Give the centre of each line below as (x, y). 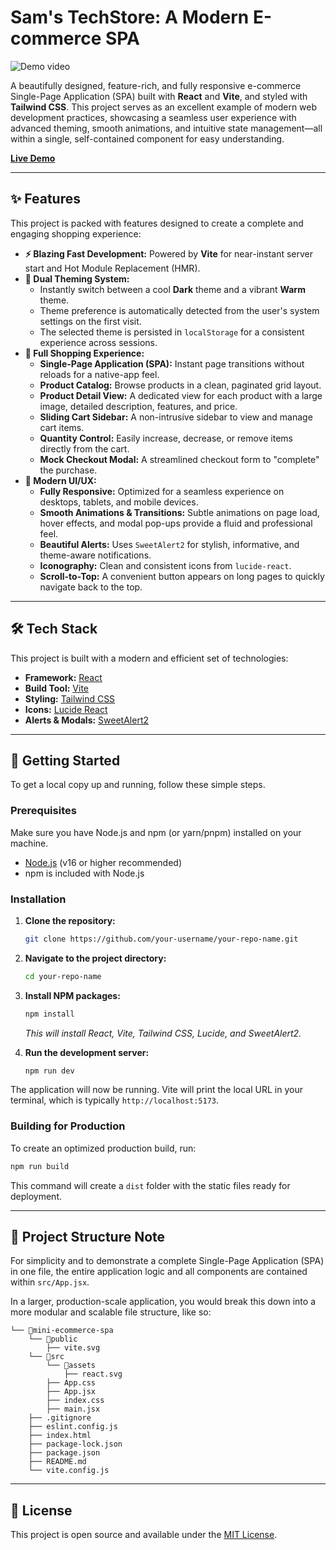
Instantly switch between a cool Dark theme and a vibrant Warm (172, 289)
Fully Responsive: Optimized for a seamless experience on (162, 491)
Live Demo (33, 158)
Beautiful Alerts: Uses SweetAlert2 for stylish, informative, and (169, 544)
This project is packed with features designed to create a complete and (157, 223)
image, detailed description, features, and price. (138, 406)
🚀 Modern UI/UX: (60, 480)
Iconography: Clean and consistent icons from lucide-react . (165, 565)
